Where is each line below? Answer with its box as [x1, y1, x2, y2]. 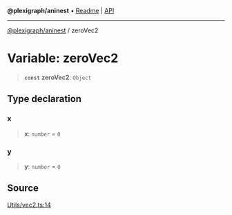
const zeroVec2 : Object [23, 73, 92, 81]
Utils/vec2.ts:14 [7, 201, 52, 209]
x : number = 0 [23, 130, 61, 138]
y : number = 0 [23, 162, 61, 170]
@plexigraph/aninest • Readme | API [7, 7, 115, 14]
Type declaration [7, 93, 81, 105]
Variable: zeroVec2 [7, 50, 119, 66]
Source [7, 183, 39, 194]
